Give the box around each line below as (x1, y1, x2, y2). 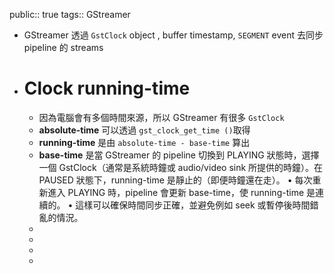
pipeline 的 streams (23, 42, 104, 53)
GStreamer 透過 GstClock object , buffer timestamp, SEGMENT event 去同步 (23, 29, 324, 41)
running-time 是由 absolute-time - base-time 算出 (38, 136, 251, 148)
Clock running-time (23, 77, 191, 100)
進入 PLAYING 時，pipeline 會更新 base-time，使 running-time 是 (47, 186, 316, 198)
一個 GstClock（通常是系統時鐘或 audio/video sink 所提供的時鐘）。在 (38, 161, 324, 173)
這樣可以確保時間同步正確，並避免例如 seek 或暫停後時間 (75, 199, 311, 211)
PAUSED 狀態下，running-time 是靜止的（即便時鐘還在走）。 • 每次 (38, 174, 313, 186)
